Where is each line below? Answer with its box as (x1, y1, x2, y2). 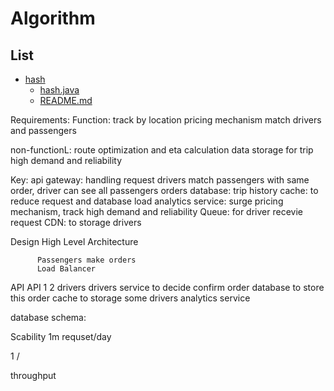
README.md (39, 95, 93, 106)
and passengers (10, 125, 77, 136)
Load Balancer (36, 264, 97, 274)
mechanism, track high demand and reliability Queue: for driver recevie (10, 206, 303, 217)
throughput (10, 370, 57, 381)
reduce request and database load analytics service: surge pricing (10, 195, 284, 207)
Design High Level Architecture (10, 236, 139, 247)
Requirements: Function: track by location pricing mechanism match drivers (10, 114, 322, 126)
